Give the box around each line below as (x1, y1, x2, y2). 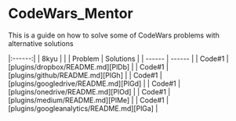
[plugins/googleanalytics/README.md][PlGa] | (8, 103, 158, 113)
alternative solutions (8, 38, 74, 48)
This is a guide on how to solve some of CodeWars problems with (8, 30, 220, 40)
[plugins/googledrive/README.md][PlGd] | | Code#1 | (8, 79, 181, 88)
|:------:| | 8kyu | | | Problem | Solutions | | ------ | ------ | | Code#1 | (8, 54, 229, 63)
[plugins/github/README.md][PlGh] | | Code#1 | (8, 70, 162, 80)
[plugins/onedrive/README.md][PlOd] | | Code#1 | (8, 87, 171, 96)
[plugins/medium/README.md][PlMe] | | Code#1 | (8, 95, 169, 105)
